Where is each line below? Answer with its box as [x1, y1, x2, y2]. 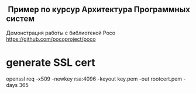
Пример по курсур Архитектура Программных [8, 5, 190, 15]
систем [6, 14, 35, 24]
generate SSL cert [6, 56, 95, 69]
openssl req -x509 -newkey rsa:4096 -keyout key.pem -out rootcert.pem [6, 75, 183, 82]
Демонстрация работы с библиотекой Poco [6, 29, 116, 36]
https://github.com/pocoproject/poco [6, 35, 96, 43]
